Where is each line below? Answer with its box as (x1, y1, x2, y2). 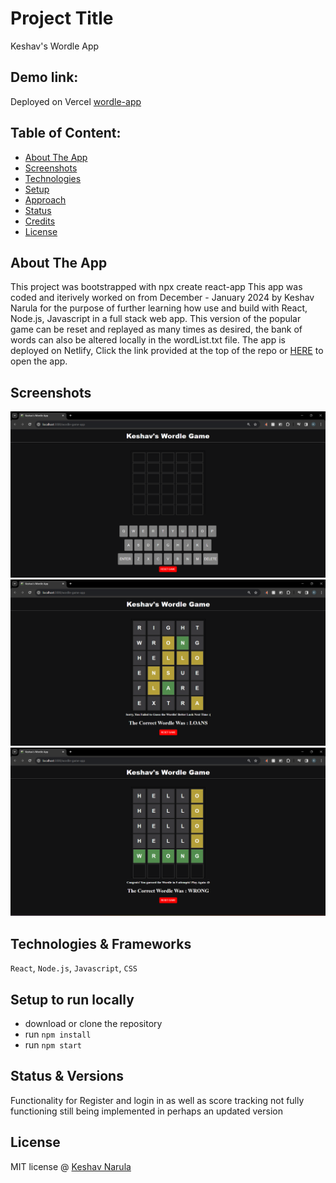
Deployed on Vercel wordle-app (10, 95, 142, 107)
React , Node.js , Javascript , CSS (10, 962, 138, 974)
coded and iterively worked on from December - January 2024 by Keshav (10, 292, 315, 304)
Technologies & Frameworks (10, 935, 192, 952)
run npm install (24, 1028, 92, 1041)
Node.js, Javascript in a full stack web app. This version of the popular (10, 313, 302, 325)
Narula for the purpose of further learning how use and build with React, (10, 302, 308, 314)
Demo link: (10, 69, 79, 86)
